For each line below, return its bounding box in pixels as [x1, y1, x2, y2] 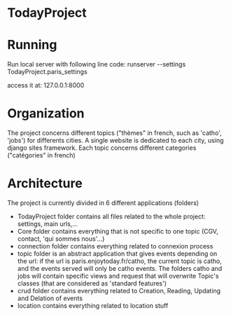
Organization [7, 106, 85, 122]
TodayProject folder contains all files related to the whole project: [17, 212, 206, 220]
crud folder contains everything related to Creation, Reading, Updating [17, 287, 221, 295]
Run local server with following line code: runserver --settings [7, 60, 186, 69]
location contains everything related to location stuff [17, 302, 169, 309]
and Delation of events [17, 294, 83, 302]
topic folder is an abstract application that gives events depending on [17, 250, 218, 258]
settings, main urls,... [17, 220, 78, 228]
